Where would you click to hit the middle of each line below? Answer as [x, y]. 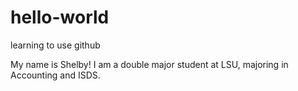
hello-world [60, 17]
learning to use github [55, 45]
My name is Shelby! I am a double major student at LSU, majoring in [149, 64]
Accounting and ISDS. [55, 75]
